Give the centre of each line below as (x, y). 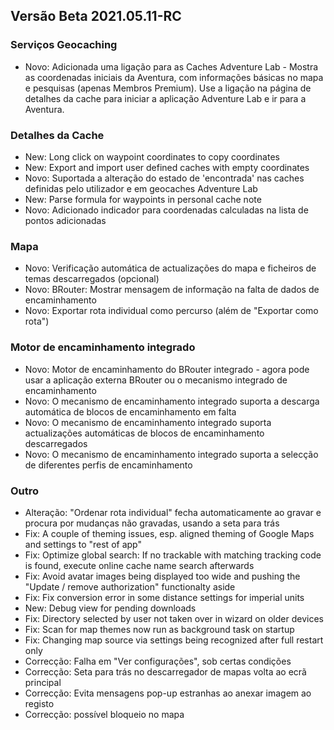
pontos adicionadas (65, 220)
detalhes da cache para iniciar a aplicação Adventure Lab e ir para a (165, 98)
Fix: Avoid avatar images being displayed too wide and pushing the (162, 576)
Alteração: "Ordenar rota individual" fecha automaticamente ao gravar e (173, 512)
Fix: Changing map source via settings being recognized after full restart (174, 640)
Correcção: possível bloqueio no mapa (104, 714)
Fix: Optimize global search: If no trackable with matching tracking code (173, 555)
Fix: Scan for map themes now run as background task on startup (159, 629)
